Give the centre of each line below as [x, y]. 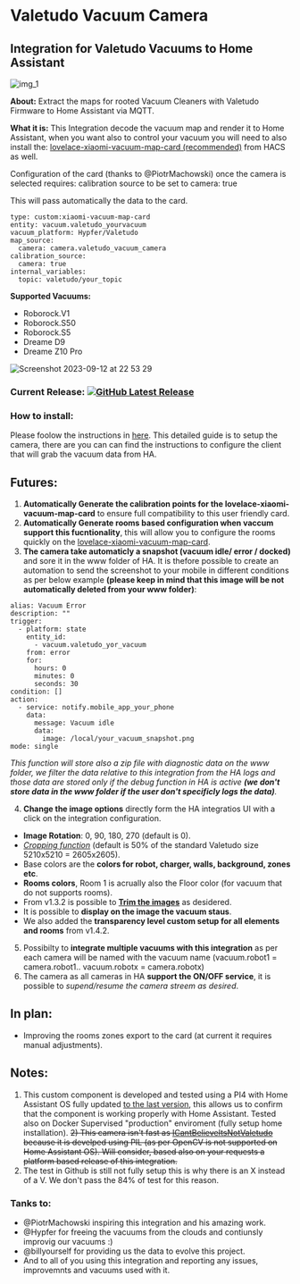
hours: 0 [50, 668]
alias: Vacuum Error [49, 606]
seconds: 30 [56, 684]
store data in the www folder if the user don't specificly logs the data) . [144, 792]
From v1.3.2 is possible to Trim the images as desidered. [127, 902]
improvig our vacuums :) [68, 1241]
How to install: [42, 415]
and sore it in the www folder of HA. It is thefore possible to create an [151, 561]
